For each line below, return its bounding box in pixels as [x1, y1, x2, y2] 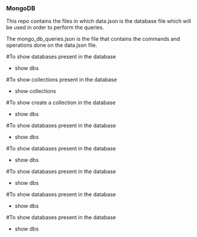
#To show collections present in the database [6, 76, 117, 84]
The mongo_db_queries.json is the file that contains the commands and [6, 36, 180, 43]
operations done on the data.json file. [6, 41, 98, 49]
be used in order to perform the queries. [6, 24, 105, 31]
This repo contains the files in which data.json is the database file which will [6, 18, 191, 25]
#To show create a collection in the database [6, 99, 116, 106]
